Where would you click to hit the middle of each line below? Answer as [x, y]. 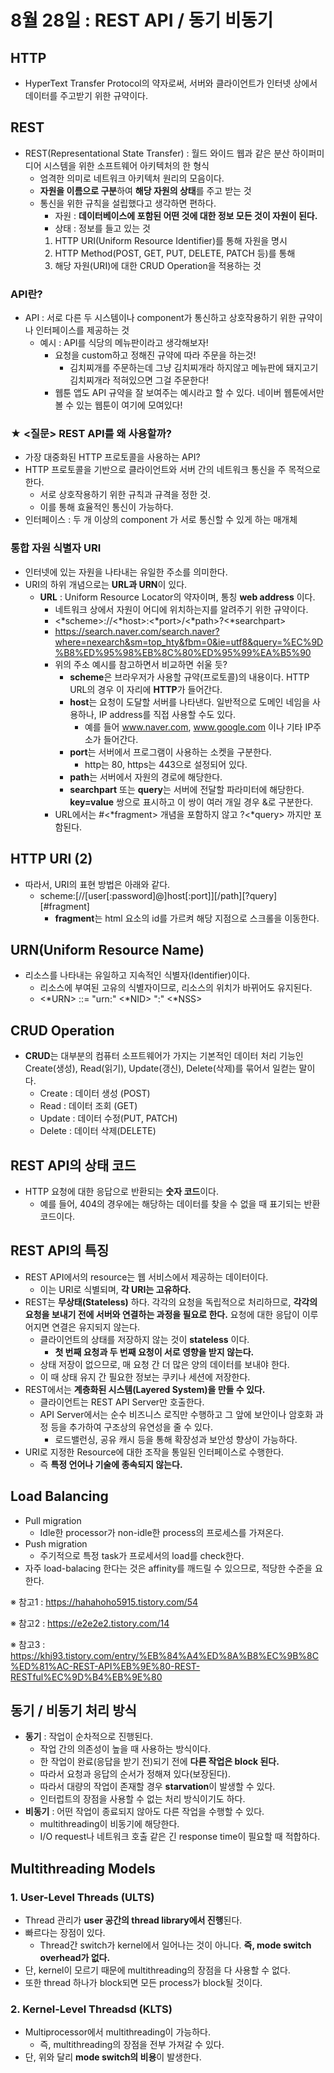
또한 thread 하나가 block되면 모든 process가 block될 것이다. [143, 1983]
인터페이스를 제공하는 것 [82, 330]
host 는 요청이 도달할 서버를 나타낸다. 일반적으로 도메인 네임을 [190, 702]
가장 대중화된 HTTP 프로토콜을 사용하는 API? [112, 457]
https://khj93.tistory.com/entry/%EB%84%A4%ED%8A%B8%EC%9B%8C [164, 1655]
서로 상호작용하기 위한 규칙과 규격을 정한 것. [125, 495]
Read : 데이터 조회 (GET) [88, 1106]
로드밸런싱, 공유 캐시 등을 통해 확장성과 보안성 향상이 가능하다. [176, 1439]
